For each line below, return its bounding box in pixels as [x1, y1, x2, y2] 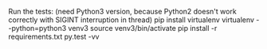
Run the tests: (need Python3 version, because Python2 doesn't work [8, 7, 237, 16]
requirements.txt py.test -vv [8, 32, 100, 41]
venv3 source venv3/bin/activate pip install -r [68, 24, 218, 32]
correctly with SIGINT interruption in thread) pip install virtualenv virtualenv [8, 15, 255, 24]
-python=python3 [8, 24, 67, 32]
